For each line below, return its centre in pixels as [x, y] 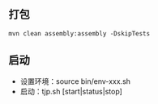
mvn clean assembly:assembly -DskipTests [79, 33]
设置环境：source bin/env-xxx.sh [75, 81]
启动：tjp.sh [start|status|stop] [71, 91]
